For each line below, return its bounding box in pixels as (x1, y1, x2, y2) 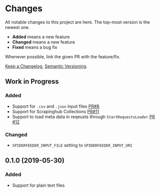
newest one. (5, 24, 30, 30)
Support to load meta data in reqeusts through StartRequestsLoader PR (12, 114, 155, 120)
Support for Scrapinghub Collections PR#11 (12, 108, 99, 114)
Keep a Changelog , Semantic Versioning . (5, 63, 88, 69)
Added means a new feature (12, 34, 70, 40)
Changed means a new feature (12, 39, 75, 45)
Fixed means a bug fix (12, 44, 58, 50)
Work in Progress (5, 77, 59, 86)
